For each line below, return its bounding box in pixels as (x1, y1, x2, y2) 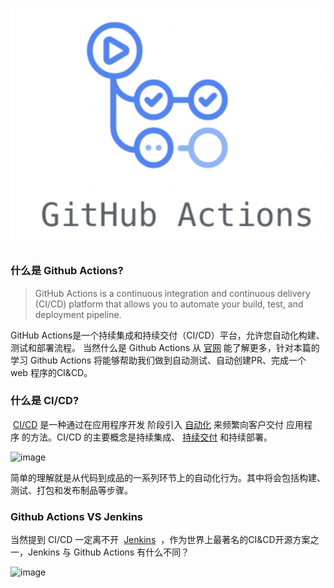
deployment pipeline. (34, 308, 122, 320)
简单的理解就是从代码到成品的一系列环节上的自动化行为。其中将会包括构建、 (10, 471, 326, 483)
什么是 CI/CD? (10, 394, 80, 408)
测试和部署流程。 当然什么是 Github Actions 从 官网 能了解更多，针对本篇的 (10, 341, 320, 353)
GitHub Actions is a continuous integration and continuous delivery (34, 287, 311, 299)
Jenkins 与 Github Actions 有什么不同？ (27, 546, 190, 558)
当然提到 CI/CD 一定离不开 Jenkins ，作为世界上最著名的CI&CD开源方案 (10, 534, 311, 546)
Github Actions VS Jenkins (10, 509, 144, 523)
